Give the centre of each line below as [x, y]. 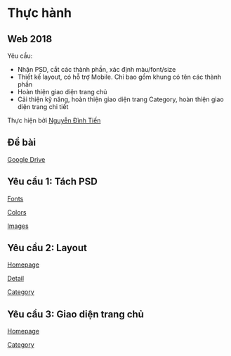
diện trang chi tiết [43, 107]
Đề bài [22, 142]
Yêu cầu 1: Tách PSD [53, 182]
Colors [17, 212]
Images [18, 226]
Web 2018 [30, 39]
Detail [16, 279]
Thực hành [40, 13]
